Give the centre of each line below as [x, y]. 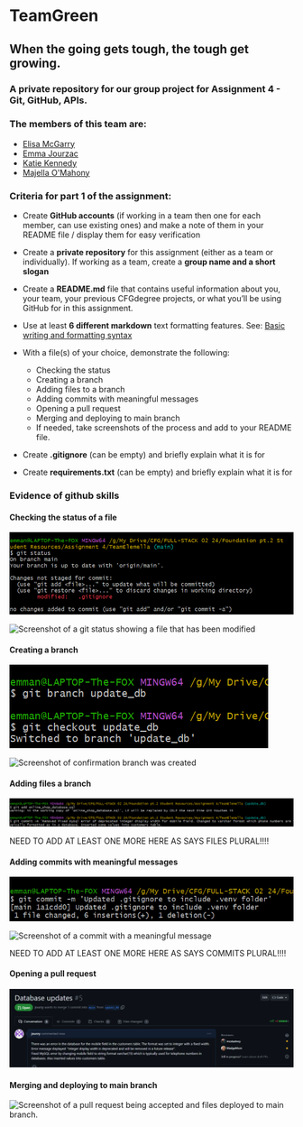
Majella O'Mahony [56, 172]
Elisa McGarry [48, 143]
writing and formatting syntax [77, 336]
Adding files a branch [50, 783]
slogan [36, 272]
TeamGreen [54, 16]
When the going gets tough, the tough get [129, 49]
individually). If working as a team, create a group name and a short [149, 262]
